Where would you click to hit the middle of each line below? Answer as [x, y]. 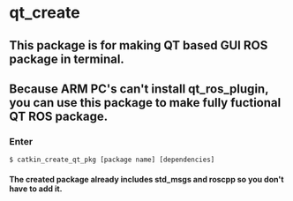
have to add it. [36, 189]
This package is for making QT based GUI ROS [139, 45]
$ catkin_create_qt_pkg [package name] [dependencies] [112, 160]
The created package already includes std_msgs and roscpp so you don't [146, 179]
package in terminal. [67, 59]
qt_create [45, 13]
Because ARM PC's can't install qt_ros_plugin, [139, 89]
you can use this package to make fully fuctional [145, 103]
